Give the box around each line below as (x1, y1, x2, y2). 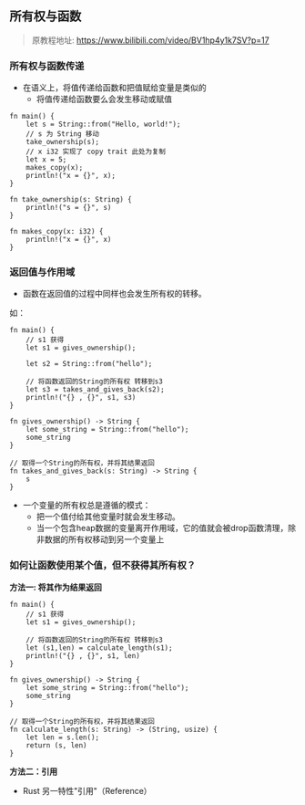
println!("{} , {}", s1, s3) (25, 393, 137, 402)
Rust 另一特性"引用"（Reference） (22, 785, 152, 796)
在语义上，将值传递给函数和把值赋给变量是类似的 (22, 82, 207, 93)
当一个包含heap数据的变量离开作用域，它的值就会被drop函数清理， (36, 523, 289, 534)
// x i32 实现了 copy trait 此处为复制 (25, 147, 167, 157)
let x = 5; (25, 155, 67, 164)
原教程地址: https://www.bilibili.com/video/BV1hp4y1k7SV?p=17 (31, 35, 270, 46)
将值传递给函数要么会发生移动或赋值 (36, 94, 173, 105)
